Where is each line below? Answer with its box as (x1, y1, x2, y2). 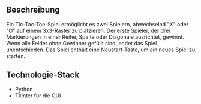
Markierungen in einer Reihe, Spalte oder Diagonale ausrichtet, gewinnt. (6, 33, 184, 41)
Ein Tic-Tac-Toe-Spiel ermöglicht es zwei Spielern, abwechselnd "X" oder (6, 20, 189, 27)
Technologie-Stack (6, 70, 80, 80)
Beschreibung (6, 5, 60, 15)
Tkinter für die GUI (14, 92, 61, 99)
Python (14, 85, 33, 93)
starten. (6, 52, 26, 59)
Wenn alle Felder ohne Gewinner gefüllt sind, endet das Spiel (6, 39, 157, 47)
